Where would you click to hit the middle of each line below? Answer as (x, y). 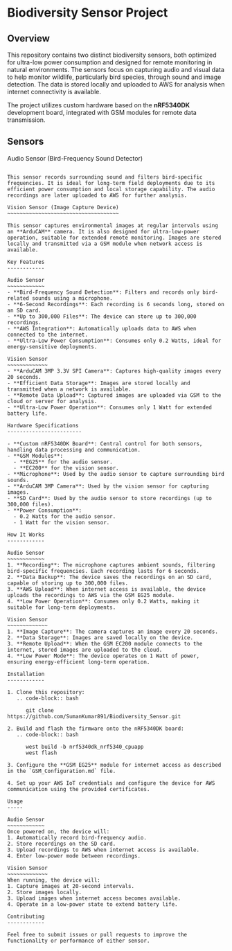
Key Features (26, 262)
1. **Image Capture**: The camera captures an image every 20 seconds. (113, 632)
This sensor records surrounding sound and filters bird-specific (105, 177)
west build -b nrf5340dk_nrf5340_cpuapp (84, 747)
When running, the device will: (54, 880)
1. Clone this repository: (46, 692)
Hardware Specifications (43, 425)
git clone (39, 710)
